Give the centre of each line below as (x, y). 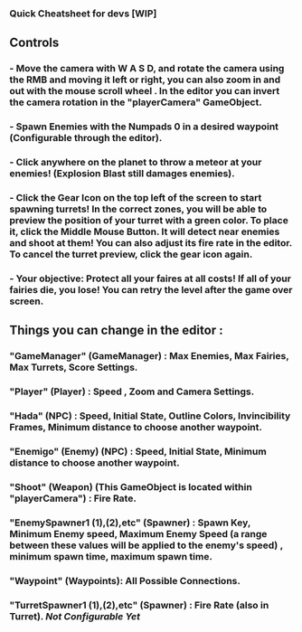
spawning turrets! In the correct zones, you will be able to (138, 209)
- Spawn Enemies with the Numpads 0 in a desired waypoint (144, 127)
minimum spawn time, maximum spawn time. (111, 556)
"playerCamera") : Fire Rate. (73, 498)
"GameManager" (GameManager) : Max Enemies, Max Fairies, (149, 356)
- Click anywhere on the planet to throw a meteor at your (136, 163)
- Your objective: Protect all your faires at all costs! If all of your (151, 278)
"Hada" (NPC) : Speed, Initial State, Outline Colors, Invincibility (150, 416)
